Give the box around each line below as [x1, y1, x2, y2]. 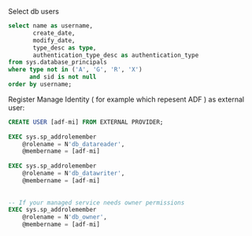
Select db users [8, 7, 59, 16]
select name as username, [8, 22, 93, 30]
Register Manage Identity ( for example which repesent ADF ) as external [8, 94, 245, 104]
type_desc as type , [32, 43, 97, 52]
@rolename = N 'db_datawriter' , [22, 169, 125, 177]
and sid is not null [28, 73, 97, 81]
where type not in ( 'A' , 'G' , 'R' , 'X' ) [8, 66, 143, 74]
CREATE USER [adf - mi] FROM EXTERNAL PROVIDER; [8, 118, 164, 126]
